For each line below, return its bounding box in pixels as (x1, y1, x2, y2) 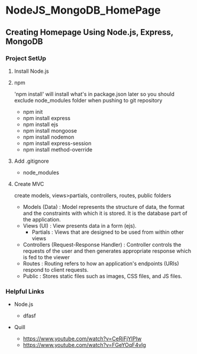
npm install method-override (22, 146, 93, 153)
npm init (22, 108, 43, 115)
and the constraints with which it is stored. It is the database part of (22, 210, 188, 217)
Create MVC (14, 180, 44, 187)
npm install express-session (22, 140, 92, 147)
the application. (22, 215, 62, 223)
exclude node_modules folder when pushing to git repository (14, 96, 163, 104)
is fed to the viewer (22, 253, 70, 260)
